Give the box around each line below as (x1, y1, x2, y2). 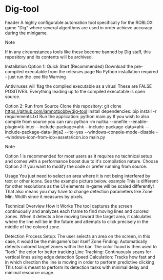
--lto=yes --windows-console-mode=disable (64, 129, 155, 135)
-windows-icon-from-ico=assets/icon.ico (5, 134, 88, 140)
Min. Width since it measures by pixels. (5, 194, 84, 200)
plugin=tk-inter (5, 123, 35, 130)
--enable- (128, 119, 148, 124)
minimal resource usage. (5, 269, 55, 275)
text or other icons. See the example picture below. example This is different (5, 178, 158, 184)
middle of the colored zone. (5, 223, 61, 230)
